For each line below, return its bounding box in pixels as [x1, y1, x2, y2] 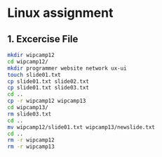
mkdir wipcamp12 [7, 51, 55, 58]
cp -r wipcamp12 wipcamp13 [7, 97, 86, 105]
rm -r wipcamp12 [7, 137, 55, 144]
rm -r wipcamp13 [7, 143, 55, 151]
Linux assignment [7, 5, 114, 21]
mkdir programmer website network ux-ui [7, 65, 128, 72]
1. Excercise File [7, 33, 79, 45]
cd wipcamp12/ [7, 58, 49, 65]
